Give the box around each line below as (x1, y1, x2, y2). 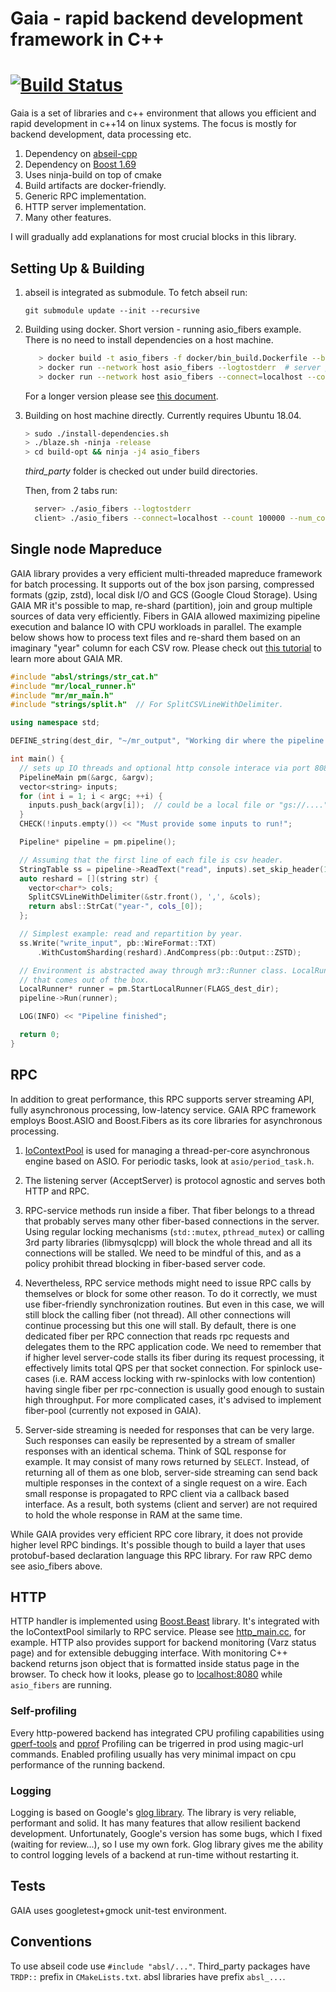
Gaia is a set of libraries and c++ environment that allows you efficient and (10, 107, 317, 119)
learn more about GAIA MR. (10, 652, 123, 664)
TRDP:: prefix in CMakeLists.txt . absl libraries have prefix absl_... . (10, 1970, 286, 1982)
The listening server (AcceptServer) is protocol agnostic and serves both (24, 1174, 326, 1186)
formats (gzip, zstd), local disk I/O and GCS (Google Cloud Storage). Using (10, 588, 318, 601)
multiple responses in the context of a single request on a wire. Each (24, 1477, 308, 1489)
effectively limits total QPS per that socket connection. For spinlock (24, 1362, 302, 1374)
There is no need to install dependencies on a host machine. (24, 333, 274, 346)
